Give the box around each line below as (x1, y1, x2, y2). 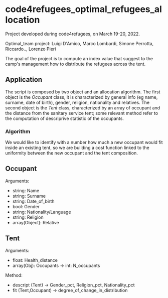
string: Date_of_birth (12, 198, 55, 204)
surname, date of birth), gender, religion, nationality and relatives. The (5, 99, 150, 105)
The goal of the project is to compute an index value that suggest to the (5, 55, 153, 61)
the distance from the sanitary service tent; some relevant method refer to (5, 110, 158, 116)
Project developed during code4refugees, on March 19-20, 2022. (5, 31, 140, 37)
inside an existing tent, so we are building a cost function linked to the (5, 144, 149, 151)
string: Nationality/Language (12, 209, 71, 215)
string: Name (12, 187, 40, 194)
